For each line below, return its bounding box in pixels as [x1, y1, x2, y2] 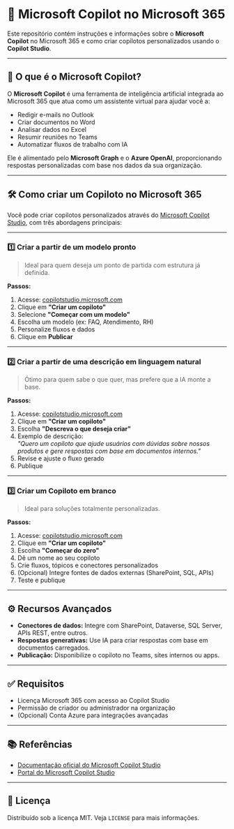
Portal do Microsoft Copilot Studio [17, 768, 115, 777]
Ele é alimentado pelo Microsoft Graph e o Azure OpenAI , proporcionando [7, 154, 222, 162]
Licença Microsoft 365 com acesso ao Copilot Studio [17, 696, 170, 705]
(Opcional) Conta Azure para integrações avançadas [17, 711, 169, 719]
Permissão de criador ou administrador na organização [17, 704, 175, 712]
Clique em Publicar [17, 332, 73, 341]
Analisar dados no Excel [17, 125, 87, 133]
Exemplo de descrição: [17, 432, 84, 440]
